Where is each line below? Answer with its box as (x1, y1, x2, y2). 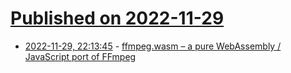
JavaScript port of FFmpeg (24, 50, 137, 62)
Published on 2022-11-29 (10, 7, 225, 30)
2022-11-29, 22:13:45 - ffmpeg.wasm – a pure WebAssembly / (24, 40, 282, 52)
